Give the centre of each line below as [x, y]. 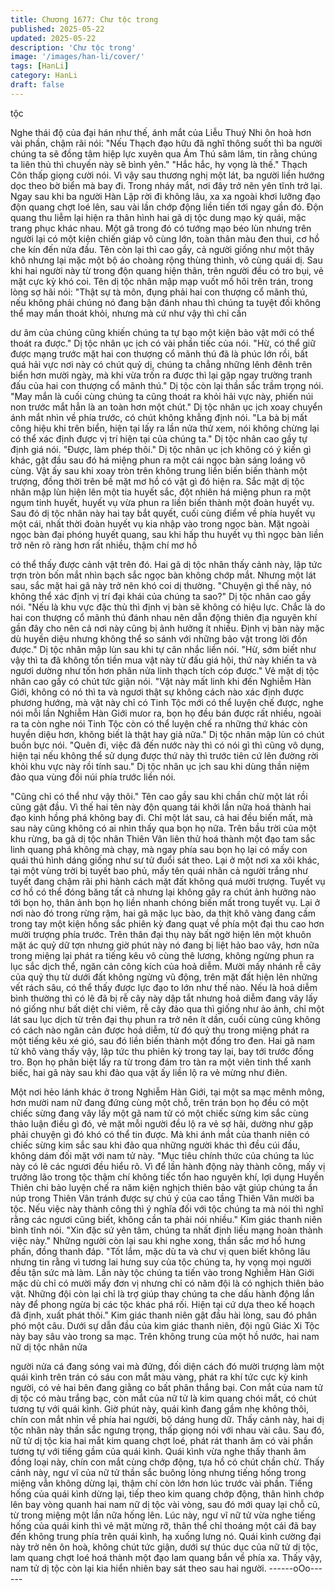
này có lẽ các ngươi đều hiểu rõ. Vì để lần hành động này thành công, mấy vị [168, 1166]
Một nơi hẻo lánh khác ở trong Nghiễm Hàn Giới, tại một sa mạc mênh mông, [167, 1092]
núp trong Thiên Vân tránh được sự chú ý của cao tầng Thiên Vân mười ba [162, 1198]
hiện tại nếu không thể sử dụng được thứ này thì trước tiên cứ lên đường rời [164, 755]
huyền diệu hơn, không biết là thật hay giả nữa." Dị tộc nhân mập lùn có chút [167, 734]
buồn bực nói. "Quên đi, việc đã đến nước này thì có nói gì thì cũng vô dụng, [167, 745]
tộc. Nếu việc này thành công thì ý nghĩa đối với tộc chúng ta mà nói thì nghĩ [167, 1208]
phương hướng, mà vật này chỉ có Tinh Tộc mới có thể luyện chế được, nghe [167, 702]
